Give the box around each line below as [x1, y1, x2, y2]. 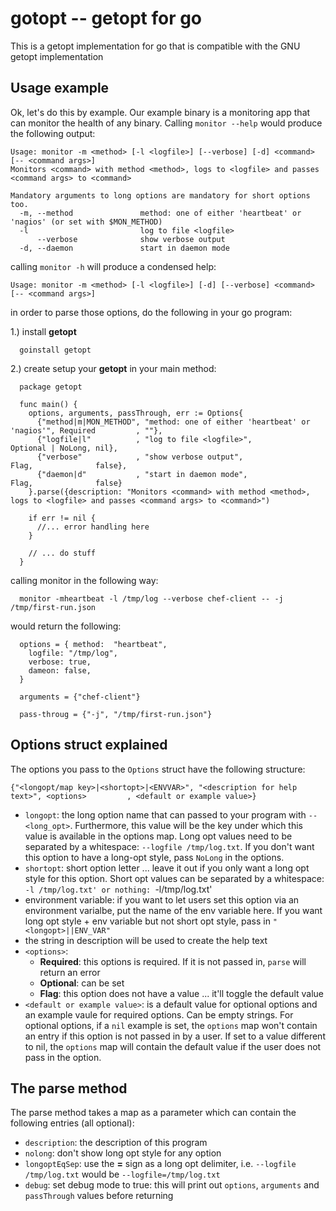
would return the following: [10, 620, 122, 632]
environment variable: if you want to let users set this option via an [24, 893, 300, 906]
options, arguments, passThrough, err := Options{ [28, 408, 244, 418]
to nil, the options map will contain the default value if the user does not [24, 1040, 322, 1052]
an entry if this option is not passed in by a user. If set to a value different [24, 1030, 326, 1042]
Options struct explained [10, 737, 168, 754]
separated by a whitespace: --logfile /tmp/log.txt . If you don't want [24, 840, 315, 852]
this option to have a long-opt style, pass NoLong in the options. [24, 851, 285, 863]
